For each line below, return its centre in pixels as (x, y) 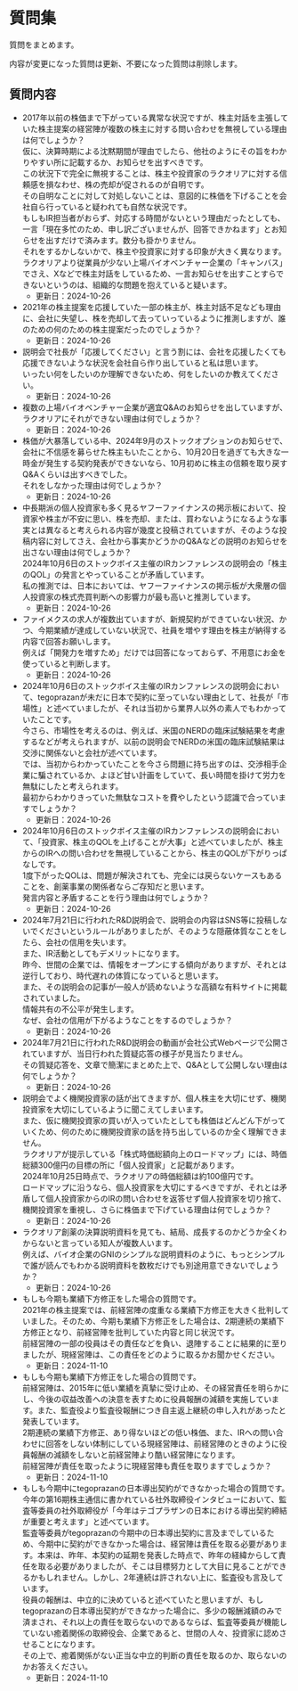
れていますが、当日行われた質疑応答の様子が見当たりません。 (134, 1054)
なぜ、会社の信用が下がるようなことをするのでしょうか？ (127, 1020)
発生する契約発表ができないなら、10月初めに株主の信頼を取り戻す (167, 463)
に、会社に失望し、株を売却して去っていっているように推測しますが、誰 (154, 318)
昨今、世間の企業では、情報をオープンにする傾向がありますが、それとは (154, 965)
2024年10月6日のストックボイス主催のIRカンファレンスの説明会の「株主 (154, 563)
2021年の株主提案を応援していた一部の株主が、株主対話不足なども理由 (152, 307)
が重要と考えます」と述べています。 (88, 1522)
